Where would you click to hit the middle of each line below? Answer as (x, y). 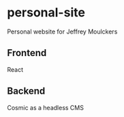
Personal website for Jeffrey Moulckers (62, 31)
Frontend (27, 53)
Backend (26, 91)
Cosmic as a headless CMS (45, 107)
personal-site (46, 13)
